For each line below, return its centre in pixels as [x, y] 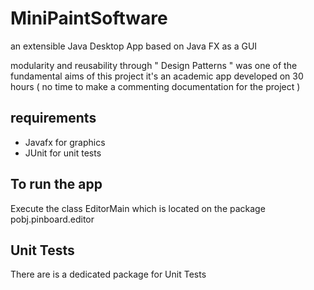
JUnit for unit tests [63, 153]
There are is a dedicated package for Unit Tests [108, 274]
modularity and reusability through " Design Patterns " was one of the [154, 65]
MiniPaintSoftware [89, 18]
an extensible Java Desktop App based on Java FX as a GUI [134, 46]
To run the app [56, 184]
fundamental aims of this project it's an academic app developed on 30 [157, 76]
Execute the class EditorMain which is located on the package [138, 208]
